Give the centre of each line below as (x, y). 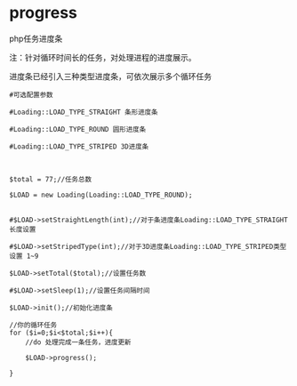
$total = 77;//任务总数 (50, 179)
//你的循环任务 (33, 325)
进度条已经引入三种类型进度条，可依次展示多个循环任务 (110, 76)
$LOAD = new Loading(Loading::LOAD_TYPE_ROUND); (101, 195)
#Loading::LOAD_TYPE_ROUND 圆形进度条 (78, 129)
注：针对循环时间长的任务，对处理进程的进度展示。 (103, 57)
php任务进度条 (36, 38)
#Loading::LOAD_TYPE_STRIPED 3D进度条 (79, 146)
